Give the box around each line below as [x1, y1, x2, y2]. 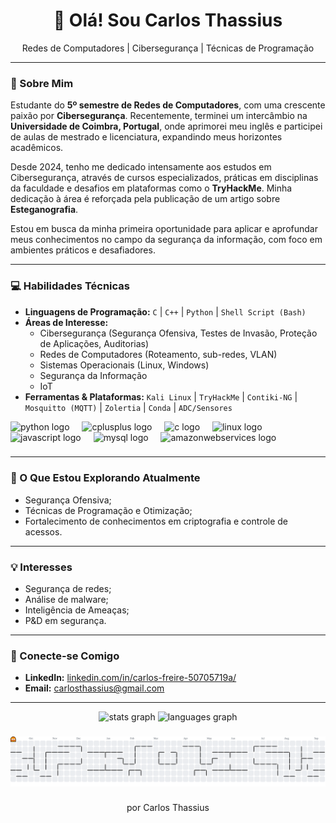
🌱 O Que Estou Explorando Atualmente [10, 471, 201, 485]
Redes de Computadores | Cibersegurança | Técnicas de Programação [21, 42, 315, 54]
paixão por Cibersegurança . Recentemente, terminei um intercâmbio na [10, 110, 308, 122]
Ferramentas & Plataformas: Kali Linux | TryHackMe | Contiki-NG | [24, 390, 298, 403]
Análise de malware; [24, 594, 109, 606]
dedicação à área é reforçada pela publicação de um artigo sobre [10, 193, 281, 205]
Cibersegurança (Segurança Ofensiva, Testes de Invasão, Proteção [39, 327, 318, 339]
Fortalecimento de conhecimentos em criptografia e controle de [24, 515, 289, 527]
